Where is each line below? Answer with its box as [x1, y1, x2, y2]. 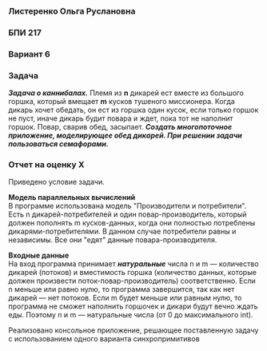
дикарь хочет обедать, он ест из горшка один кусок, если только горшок [8, 106, 259, 115]
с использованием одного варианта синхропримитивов [8, 334, 200, 344]
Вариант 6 [8, 48, 50, 59]
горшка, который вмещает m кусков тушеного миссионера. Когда [8, 97, 236, 106]
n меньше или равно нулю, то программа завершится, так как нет [8, 285, 235, 294]
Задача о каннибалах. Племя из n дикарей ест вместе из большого [8, 88, 244, 98]
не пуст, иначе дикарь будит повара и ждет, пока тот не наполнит [8, 114, 233, 123]
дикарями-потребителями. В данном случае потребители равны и [8, 226, 237, 237]
